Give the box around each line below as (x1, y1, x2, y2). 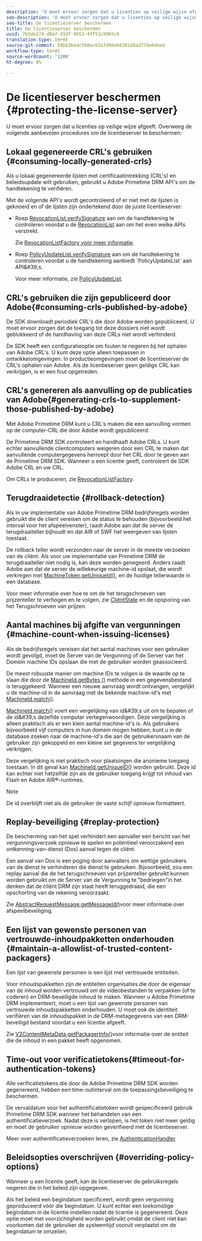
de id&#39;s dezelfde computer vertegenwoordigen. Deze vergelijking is (6, 713, 186, 721)
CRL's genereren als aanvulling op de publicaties (6, 386, 192, 396)
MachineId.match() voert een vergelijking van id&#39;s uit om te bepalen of (6, 707, 194, 714)
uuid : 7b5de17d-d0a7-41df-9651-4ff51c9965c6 (6, 31, 120, 37)
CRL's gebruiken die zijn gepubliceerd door (6, 292, 171, 303)
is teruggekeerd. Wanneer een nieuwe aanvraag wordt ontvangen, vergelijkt (6, 682, 194, 689)
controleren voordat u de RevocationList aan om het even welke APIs (14, 221, 186, 229)
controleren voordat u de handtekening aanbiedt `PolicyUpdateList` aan (14, 257, 192, 265)
